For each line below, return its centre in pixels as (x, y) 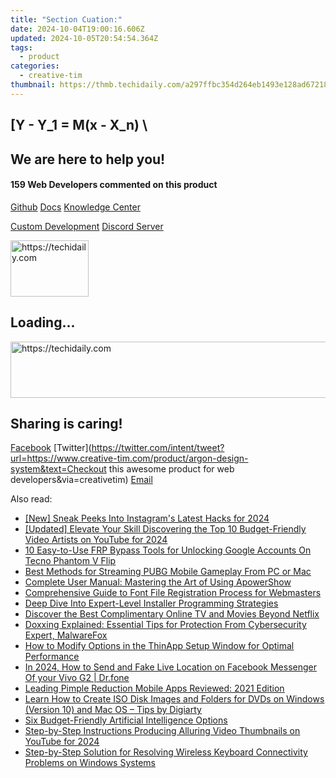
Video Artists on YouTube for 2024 (96, 540)
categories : (35, 66)
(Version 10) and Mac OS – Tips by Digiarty (113, 710)
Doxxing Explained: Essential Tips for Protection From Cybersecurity (165, 625)
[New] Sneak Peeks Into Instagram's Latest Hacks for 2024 (147, 518)
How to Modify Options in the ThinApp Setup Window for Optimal (159, 646)
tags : (21, 47)
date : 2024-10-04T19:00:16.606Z (77, 29)
